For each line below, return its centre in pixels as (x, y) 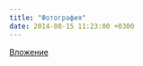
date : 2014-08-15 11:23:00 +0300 (72, 26)
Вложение (29, 52)
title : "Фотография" (48, 18)
